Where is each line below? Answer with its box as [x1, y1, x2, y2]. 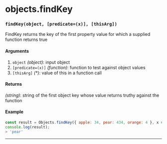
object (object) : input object [12, 59, 70, 65]
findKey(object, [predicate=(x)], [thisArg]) [5, 21, 118, 27]
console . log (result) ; [5, 125, 50, 130]
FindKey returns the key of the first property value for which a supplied [5, 31, 151, 37]
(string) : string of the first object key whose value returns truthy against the [5, 92, 160, 98]
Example [5, 109, 24, 115]
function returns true [5, 36, 48, 43]
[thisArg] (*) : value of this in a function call [12, 70, 102, 76]
